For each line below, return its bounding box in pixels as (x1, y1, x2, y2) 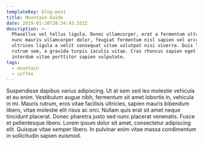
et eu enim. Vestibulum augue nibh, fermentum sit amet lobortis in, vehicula (6, 94, 195, 101)
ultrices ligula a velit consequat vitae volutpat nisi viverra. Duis (11, 43, 193, 49)
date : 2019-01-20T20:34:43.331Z (6, 20, 88, 26)
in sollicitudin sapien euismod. (6, 132, 82, 140)
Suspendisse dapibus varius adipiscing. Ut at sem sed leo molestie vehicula (6, 87, 195, 94)
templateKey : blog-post (6, 8, 66, 15)
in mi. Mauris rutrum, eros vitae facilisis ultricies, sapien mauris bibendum (6, 100, 190, 108)
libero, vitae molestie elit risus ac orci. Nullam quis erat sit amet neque (6, 106, 181, 114)
